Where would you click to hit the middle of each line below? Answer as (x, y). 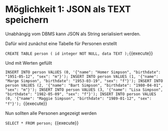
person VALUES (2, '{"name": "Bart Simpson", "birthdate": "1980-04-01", (84, 85)
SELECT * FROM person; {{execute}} (42, 123)
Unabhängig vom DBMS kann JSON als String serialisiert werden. (73, 34)
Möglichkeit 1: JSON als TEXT (68, 9)
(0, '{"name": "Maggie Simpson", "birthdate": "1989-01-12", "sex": (78, 98)
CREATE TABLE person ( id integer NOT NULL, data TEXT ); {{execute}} (79, 53)
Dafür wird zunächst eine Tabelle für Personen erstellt (61, 43)
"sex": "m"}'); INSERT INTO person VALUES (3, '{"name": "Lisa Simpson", (84, 90)
